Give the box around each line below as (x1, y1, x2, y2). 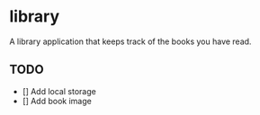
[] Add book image (22, 95, 92, 106)
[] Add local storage (22, 85, 96, 96)
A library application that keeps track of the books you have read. (9, 36, 252, 47)
